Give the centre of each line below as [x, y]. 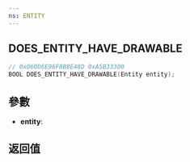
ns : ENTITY [27, 16]
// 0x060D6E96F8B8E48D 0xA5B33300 [67, 67]
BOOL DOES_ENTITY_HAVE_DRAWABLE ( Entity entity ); [92, 75]
